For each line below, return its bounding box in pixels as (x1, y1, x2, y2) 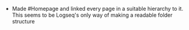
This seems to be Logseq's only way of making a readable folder (11, 11, 173, 19)
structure (11, 18, 35, 25)
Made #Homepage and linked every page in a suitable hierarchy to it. (11, 5, 184, 12)
